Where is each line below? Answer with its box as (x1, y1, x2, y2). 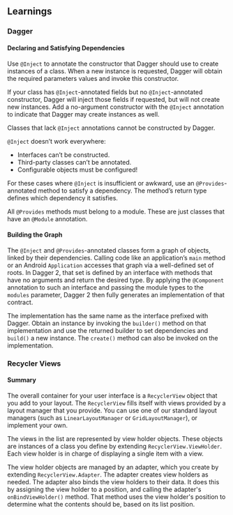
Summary (7, 376, 36, 385)
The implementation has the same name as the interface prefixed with (7, 311, 209, 320)
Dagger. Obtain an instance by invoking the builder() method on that (7, 319, 206, 327)
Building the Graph (7, 230, 63, 239)
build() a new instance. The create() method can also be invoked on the (7, 334, 218, 342)
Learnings (7, 6, 52, 17)
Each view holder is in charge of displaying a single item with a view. (7, 449, 204, 458)
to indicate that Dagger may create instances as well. (7, 110, 160, 118)
